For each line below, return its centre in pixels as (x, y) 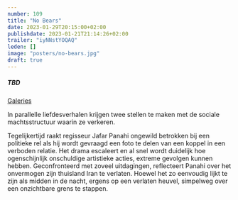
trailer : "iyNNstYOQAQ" (43, 40)
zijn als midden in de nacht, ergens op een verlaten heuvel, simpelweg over (118, 181)
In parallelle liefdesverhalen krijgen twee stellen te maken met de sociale (114, 114)
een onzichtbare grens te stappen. (58, 188)
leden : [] (22, 47)
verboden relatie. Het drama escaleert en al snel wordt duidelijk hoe (107, 150)
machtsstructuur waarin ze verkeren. (61, 122)
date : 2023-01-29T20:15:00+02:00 (57, 27)
